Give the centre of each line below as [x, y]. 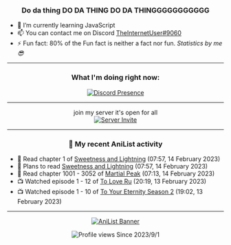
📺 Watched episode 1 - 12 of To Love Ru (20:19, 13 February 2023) [112, 181]
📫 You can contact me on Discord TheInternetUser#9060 [99, 33]
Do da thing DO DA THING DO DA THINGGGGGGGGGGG [115, 10]
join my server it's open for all [115, 112]
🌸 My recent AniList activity [115, 144]
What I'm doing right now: [115, 78]
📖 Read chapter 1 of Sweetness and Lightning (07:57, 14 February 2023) [119, 159]
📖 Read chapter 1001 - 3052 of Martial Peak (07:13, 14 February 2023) [116, 173]
